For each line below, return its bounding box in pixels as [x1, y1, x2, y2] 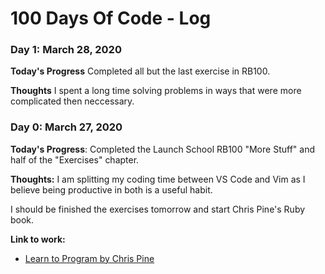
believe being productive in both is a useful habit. [10, 183, 213, 196]
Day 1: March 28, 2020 [10, 43, 122, 57]
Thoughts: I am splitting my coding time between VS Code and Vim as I [10, 173, 306, 185]
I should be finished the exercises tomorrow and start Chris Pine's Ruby [10, 203, 306, 215]
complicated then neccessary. [10, 95, 135, 107]
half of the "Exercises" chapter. [10, 153, 140, 166]
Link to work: [10, 233, 66, 245]
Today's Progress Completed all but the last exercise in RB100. [10, 65, 271, 77]
